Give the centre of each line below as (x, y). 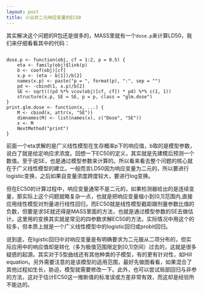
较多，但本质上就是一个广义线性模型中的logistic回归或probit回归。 (89, 226)
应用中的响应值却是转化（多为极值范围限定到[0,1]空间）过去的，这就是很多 (104, 247)
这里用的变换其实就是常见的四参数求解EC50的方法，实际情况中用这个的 (105, 219)
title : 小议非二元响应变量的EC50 (44, 18)
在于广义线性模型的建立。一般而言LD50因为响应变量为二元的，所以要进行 (98, 168)
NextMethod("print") (43, 128)
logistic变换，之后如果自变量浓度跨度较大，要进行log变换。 (80, 176)
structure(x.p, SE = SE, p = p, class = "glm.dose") (85, 97)
